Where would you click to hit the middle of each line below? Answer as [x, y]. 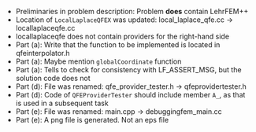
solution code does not [53, 78]
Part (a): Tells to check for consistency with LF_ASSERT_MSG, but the [128, 70]
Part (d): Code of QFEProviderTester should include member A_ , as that [130, 95]
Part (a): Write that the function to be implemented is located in [118, 45]
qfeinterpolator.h [43, 53]
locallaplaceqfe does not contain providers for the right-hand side [122, 36]
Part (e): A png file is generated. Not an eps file [92, 120]
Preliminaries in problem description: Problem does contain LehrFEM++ [132, 11]
